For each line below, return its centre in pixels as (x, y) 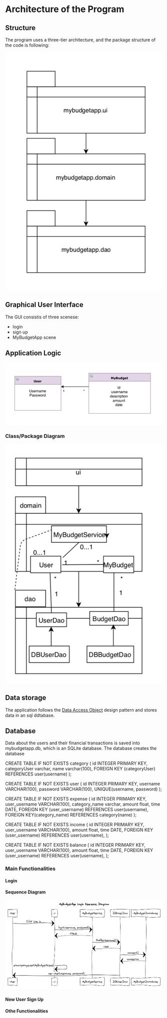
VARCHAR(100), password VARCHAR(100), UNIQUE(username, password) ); (84, 789)
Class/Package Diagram (35, 436)
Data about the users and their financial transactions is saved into (72, 743)
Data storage (26, 698)
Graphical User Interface (44, 305)
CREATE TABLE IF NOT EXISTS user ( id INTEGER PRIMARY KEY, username (83, 784)
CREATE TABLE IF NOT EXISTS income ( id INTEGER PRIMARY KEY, (75, 825)
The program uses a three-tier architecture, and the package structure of (80, 40)
